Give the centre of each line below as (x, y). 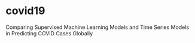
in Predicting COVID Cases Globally (49, 33)
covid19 (25, 11)
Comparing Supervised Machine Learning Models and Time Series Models (97, 27)
